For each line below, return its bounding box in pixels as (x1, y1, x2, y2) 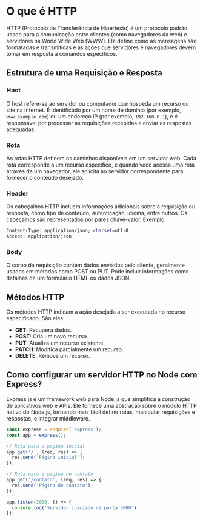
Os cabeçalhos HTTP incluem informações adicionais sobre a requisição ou (6, 203, 196, 210)
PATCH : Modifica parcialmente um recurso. (15, 346, 124, 353)
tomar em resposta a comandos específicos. (6, 50, 118, 57)
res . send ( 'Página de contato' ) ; (12, 482, 94, 489)
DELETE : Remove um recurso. (15, 352, 90, 360)
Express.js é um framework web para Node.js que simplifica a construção (6, 395, 191, 402)
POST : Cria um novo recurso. (15, 333, 89, 340)
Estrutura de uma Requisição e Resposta (6, 68, 162, 78)
